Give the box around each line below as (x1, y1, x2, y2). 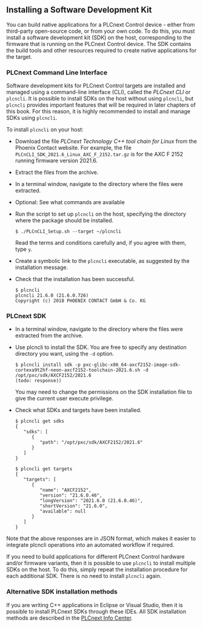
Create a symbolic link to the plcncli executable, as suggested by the (15, 257, 190, 265)
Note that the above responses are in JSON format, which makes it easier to (6, 535, 196, 542)
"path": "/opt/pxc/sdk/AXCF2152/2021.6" (39, 439, 144, 446)
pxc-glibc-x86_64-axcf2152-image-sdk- (82, 362, 181, 368)
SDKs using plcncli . (6, 114, 58, 122)
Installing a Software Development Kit (6, 5, 152, 15)
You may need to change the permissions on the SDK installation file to (15, 388, 193, 396)
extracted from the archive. (15, 332, 84, 339)
